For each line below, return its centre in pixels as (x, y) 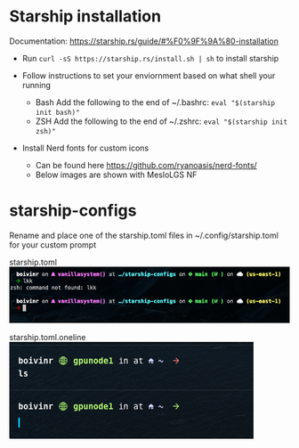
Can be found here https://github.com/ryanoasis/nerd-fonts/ (146, 165)
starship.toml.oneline (48, 337)
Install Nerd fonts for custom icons (85, 148)
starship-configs (73, 211)
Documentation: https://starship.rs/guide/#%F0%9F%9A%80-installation (144, 41)
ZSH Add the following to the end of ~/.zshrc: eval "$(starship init (161, 121)
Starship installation (85, 16)
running (36, 85)
